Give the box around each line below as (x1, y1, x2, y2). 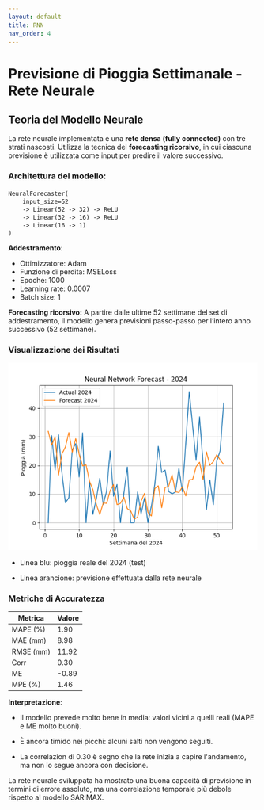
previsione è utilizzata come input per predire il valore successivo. (8, 151, 224, 160)
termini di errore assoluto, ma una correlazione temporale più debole (8, 784, 232, 793)
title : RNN (8, 21, 44, 29)
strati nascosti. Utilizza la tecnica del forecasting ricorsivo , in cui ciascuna (8, 143, 252, 152)
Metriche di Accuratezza (8, 593, 105, 604)
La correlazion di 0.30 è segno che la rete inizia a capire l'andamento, (19, 751, 247, 761)
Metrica (17, 613, 45, 622)
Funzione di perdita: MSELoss (19, 266, 117, 277)
